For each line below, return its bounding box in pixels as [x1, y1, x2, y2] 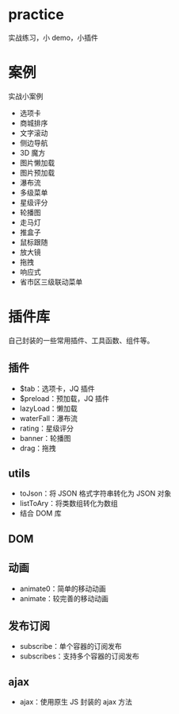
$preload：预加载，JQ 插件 [19, 393, 109, 403]
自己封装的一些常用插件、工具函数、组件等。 [8, 335, 154, 345]
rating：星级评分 [19, 423, 74, 433]
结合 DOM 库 [19, 508, 62, 518]
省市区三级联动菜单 [19, 276, 83, 287]
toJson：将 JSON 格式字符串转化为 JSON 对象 [19, 488, 172, 498]
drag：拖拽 [19, 443, 57, 453]
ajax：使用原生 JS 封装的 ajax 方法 [19, 697, 133, 707]
